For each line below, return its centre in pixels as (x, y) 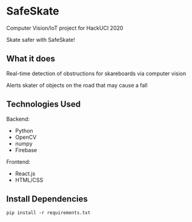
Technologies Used (43, 104)
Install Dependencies (47, 199)
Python (24, 130)
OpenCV (26, 137)
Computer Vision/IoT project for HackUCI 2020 (65, 28)
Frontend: (18, 161)
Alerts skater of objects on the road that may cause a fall (77, 85)
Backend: (18, 119)
